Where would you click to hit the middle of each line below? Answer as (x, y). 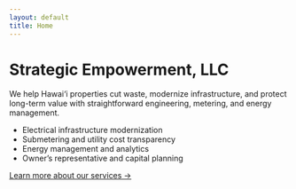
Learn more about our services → (70, 176)
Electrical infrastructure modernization (92, 130)
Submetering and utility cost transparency (98, 139)
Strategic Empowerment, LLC (119, 70)
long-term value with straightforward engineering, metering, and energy (140, 104)
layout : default (39, 17)
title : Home (31, 26)
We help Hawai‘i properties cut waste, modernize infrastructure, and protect (148, 94)
